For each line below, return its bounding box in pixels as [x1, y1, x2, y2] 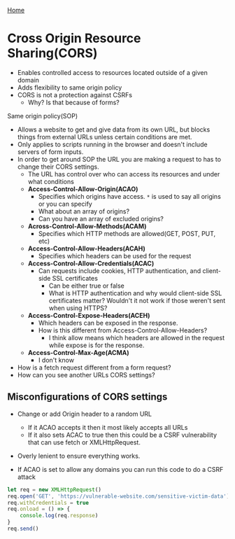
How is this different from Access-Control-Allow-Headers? [38, 325, 208, 335]
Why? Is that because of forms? [27, 98, 120, 106]
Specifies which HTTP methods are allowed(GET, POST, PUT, [38, 229, 216, 237]
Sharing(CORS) [7, 45, 98, 62]
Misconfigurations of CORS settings [7, 391, 168, 403]
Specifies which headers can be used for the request [38, 251, 192, 260]
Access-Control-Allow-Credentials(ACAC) [27, 259, 155, 267]
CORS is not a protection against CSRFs [17, 90, 133, 99]
